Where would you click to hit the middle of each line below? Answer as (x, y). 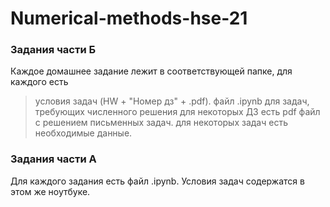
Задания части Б (53, 50)
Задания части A (53, 159)
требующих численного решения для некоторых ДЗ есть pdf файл (177, 112)
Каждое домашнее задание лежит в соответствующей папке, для (151, 71)
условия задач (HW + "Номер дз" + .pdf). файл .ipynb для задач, (172, 101)
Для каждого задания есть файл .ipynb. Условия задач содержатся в (157, 181)
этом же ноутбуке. (50, 191)
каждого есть (39, 82)
